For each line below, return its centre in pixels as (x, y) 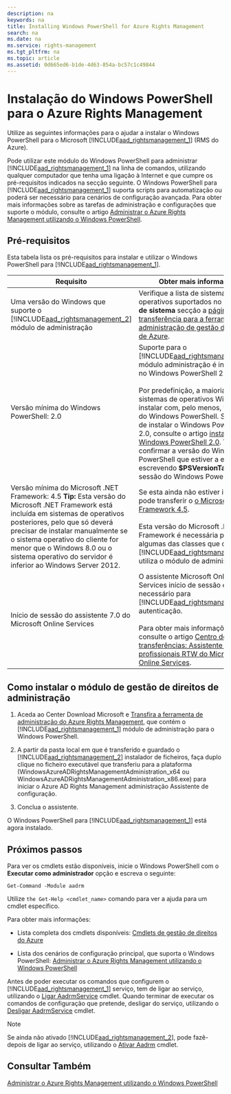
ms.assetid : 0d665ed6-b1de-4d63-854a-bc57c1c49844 (81, 65)
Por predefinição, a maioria (182, 391)
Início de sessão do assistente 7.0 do (70, 615)
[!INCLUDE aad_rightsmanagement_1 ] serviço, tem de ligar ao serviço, (106, 989)
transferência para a (171, 319)
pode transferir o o (169, 501)
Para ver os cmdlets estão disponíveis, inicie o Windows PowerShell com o (113, 866)
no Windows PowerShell (178, 373)
